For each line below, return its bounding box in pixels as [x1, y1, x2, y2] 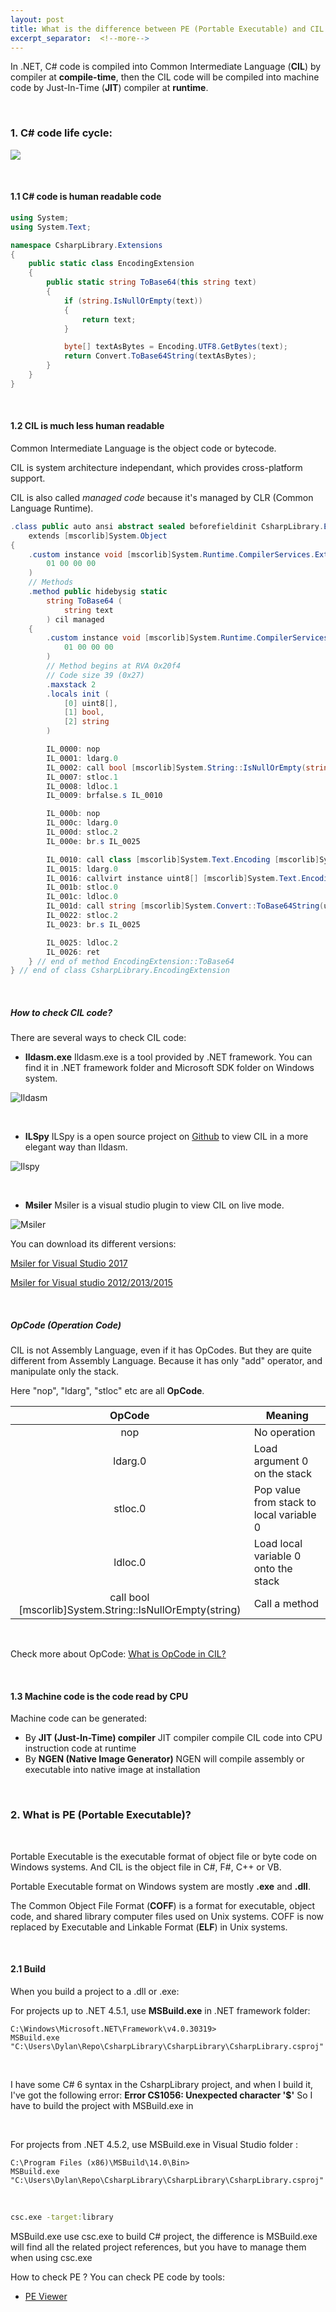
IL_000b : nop [46, 809, 101, 819]
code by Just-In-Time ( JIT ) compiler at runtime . [10, 82, 209, 94]
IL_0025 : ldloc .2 [46, 937, 118, 948]
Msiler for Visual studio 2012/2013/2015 [10, 1277, 173, 1289]
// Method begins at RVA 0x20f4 [46, 661, 182, 671]
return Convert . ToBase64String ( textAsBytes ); [63, 351, 257, 361]
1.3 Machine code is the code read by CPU [10, 1690, 189, 1702]
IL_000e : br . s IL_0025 [46, 836, 141, 846]
